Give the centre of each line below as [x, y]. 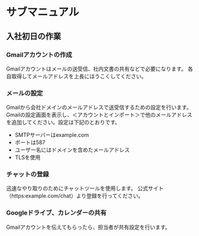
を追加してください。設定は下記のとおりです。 [63, 122]
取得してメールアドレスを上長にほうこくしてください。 [79, 76]
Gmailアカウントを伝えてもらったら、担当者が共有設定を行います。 [88, 227]
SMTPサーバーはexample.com [52, 135]
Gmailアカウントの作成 [39, 54]
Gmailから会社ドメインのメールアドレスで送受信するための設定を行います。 [99, 108]
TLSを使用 [27, 157]
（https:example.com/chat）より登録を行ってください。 [75, 196]
